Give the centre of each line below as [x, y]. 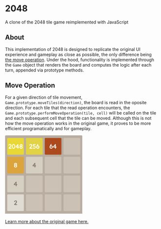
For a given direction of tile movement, [44, 97]
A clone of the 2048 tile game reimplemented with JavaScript [67, 22]
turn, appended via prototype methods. [45, 70]
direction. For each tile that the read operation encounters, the [68, 108]
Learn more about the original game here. [47, 221]
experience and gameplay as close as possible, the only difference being [79, 54]
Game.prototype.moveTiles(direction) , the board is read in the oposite [76, 102]
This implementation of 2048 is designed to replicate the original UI [73, 49]
